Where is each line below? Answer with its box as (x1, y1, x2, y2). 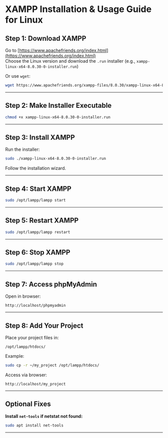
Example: (5, 353, 24, 359)
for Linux (5, 14, 43, 26)
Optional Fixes (5, 400, 51, 408)
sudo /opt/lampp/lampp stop (5, 262, 64, 267)
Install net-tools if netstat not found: (5, 413, 83, 419)
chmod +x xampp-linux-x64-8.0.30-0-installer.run (5, 114, 111, 120)
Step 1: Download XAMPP (5, 34, 86, 43)
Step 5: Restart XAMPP (5, 216, 79, 225)
